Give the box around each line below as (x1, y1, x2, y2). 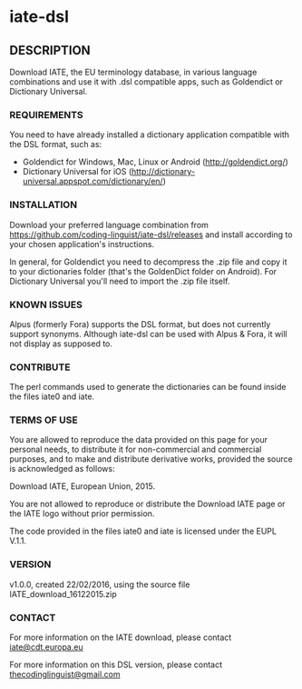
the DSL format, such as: (9, 139, 102, 150)
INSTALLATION (9, 198, 78, 211)
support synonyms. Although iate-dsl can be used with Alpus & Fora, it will (9, 328, 287, 339)
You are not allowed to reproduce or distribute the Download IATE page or (9, 498, 286, 510)
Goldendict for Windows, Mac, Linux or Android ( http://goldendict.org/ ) (22, 156, 288, 167)
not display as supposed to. (9, 338, 113, 349)
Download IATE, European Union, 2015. (9, 481, 156, 492)
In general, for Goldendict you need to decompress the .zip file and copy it (9, 256, 287, 267)
